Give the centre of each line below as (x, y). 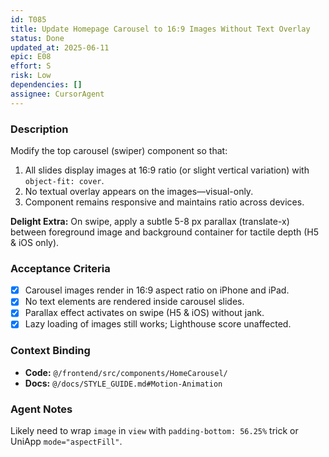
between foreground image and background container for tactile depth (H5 (165, 232)
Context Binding (50, 351)
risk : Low (31, 76)
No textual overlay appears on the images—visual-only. (139, 191)
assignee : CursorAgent (57, 94)
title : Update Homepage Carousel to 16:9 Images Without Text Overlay (160, 29)
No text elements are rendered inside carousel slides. (134, 302)
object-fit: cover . (64, 180)
